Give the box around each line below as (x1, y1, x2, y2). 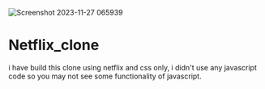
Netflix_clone (8, 36, 100, 54)
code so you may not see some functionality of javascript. (8, 71, 202, 81)
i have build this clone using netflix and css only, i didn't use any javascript (8, 62, 257, 72)
